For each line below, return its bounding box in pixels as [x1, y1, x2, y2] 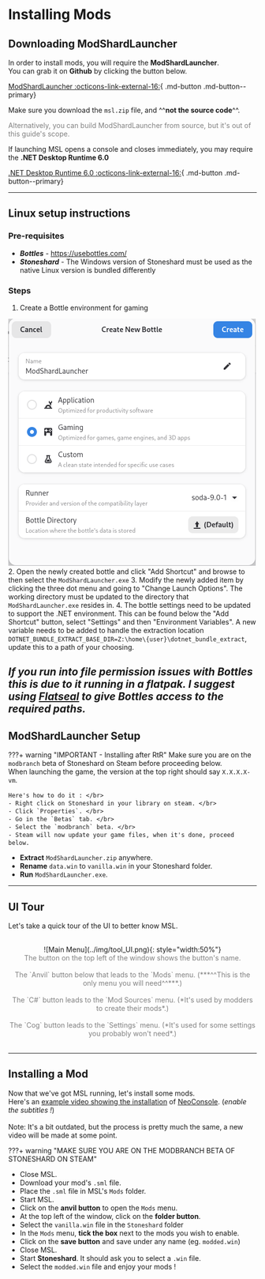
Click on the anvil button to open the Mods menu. [19, 1203, 178, 1213]
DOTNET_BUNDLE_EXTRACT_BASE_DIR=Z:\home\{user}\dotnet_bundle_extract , [8, 634, 247, 643]
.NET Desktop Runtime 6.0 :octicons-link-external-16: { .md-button [8, 168, 223, 177]
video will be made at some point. [8, 1130, 118, 1140]
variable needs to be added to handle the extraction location [8, 625, 204, 635]
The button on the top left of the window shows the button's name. [24, 953, 241, 962]
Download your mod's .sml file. [19, 1178, 122, 1187]
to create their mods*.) [95, 1004, 170, 1013]
